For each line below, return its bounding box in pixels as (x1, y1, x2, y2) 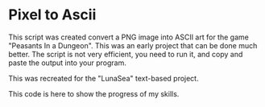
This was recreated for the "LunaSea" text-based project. (8, 73, 199, 83)
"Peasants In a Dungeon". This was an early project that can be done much (8, 40, 258, 50)
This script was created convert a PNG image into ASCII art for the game (8, 32, 250, 42)
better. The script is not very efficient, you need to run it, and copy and (8, 49, 243, 59)
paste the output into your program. (8, 58, 127, 68)
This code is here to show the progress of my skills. (8, 88, 180, 98)
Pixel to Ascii (8, 6, 97, 24)
